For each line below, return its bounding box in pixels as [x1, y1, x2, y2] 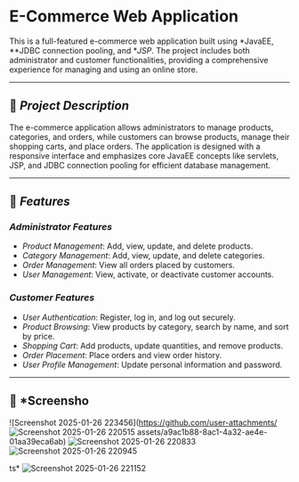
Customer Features [9, 291, 95, 304]
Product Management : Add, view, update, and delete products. [21, 241, 254, 251]
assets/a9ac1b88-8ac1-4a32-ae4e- [136, 426, 268, 437]
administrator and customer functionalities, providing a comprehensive [9, 54, 269, 65]
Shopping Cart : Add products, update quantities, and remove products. [21, 340, 284, 351]
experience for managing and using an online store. [9, 64, 198, 75]
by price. [21, 331, 55, 341]
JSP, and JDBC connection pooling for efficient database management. [9, 159, 271, 170]
